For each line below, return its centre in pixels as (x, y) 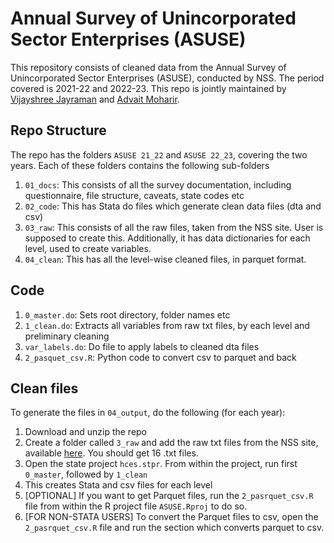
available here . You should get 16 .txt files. (111, 453)
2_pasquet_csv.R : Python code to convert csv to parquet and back (160, 357)
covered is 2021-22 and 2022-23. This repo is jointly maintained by (148, 88)
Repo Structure (58, 130)
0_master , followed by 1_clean (86, 474)
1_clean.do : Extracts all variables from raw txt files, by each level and (167, 325)
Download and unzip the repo (86, 432)
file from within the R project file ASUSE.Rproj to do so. (136, 506)
